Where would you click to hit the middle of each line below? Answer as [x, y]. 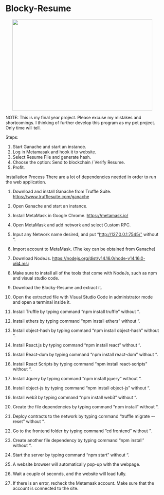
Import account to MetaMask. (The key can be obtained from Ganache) [84, 249]
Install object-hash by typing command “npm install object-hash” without [86, 330]
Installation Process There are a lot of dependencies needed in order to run [81, 177]
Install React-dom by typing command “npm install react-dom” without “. [85, 354]
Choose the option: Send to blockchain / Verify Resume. [69, 162]
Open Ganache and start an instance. [50, 206]
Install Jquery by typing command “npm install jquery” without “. [77, 378]
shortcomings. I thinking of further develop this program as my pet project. [80, 123]
